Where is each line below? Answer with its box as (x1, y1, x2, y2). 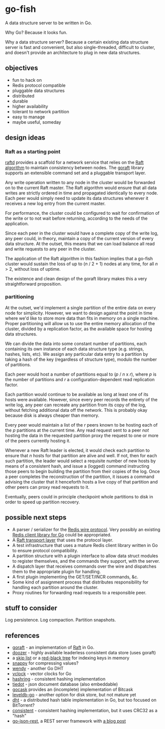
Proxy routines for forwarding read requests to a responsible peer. (12, 589, 147, 595)
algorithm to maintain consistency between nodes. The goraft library (5, 165, 144, 171)
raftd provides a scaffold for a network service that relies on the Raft (5, 159, 144, 165)
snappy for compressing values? (12, 660, 79, 666)
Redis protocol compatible (12, 82, 66, 88)
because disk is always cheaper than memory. (5, 412, 99, 418)
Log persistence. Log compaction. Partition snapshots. (5, 617, 116, 623)
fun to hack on (12, 77, 42, 83)
